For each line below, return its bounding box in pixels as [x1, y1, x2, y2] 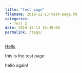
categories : [5, 16, 29, 21]
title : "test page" [5, 7, 45, 12]
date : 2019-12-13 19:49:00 [5, 25, 60, 30]
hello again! [5, 62, 28, 68]
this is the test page [5, 53, 45, 59]
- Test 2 [9, 21, 27, 26]
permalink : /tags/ [5, 30, 42, 35]
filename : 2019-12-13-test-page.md [5, 12, 78, 17]
